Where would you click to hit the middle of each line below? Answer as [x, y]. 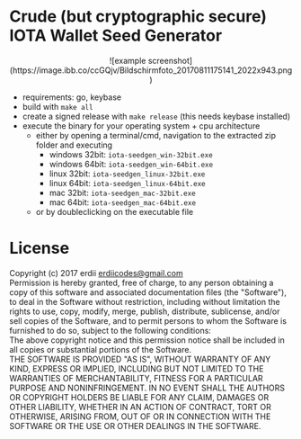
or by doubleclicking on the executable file [115, 211]
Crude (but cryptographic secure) [138, 17]
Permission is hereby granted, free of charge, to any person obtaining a [142, 282]
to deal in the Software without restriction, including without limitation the [145, 301]
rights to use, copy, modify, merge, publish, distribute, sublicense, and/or [145, 311]
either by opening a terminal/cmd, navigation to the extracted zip [156, 135]
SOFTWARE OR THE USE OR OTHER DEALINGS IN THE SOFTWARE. [135, 426]
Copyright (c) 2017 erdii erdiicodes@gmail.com [96, 273]
